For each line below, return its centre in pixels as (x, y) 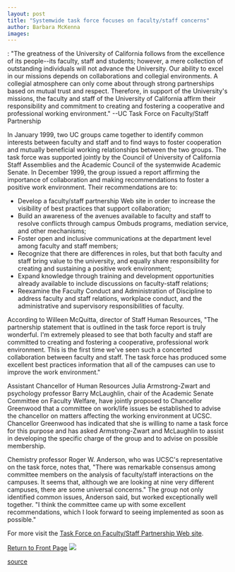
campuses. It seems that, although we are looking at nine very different (111, 482)
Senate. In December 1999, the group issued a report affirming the (104, 172)
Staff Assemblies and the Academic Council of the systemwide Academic (114, 165)
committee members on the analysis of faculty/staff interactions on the (110, 475)
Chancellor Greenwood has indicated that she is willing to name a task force (118, 424)
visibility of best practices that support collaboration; (94, 208)
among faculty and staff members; (68, 246)
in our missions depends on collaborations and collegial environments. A (113, 76)
